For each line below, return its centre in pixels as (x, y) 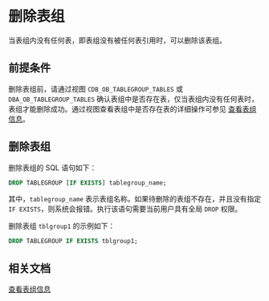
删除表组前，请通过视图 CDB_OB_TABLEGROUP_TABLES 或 (96, 88)
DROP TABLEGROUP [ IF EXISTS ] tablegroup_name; (88, 183)
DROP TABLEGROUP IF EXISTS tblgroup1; (73, 242)
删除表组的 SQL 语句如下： (53, 167)
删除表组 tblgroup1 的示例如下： (62, 226)
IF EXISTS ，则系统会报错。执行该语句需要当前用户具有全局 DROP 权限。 (125, 209)
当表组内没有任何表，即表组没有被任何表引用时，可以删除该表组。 (117, 40)
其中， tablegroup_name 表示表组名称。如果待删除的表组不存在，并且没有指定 (135, 199)
